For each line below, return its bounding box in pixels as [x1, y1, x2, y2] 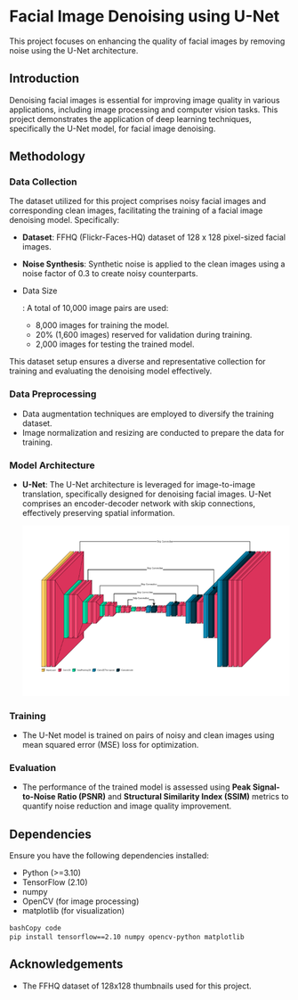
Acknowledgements [9, 956, 124, 972]
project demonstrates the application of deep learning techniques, [9, 113, 252, 124]
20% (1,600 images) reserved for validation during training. [35, 330, 253, 340]
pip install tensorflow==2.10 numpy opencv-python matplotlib [9, 933, 245, 942]
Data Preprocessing [9, 388, 97, 400]
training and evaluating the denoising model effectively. [9, 365, 213, 376]
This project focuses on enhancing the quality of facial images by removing [9, 36, 286, 46]
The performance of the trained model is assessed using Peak [21, 782, 252, 792]
